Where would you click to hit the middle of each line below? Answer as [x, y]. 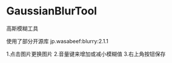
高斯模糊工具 [22, 28]
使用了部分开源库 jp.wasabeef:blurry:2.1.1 [58, 41]
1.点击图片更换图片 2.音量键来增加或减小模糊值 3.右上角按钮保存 [86, 54]
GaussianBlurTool [52, 11]
